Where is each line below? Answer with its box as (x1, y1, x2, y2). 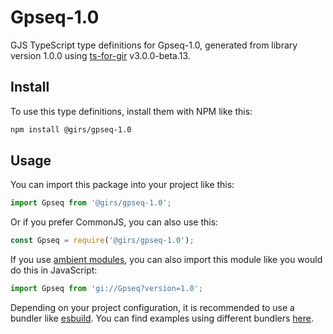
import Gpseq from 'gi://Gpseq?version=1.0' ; (10, 284, 203, 294)
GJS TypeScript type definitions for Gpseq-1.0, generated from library (10, 39, 298, 51)
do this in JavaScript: (10, 264, 98, 276)
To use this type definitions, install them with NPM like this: (10, 105, 253, 117)
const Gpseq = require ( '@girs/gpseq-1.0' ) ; (10, 236, 195, 246)
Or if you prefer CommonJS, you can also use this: (10, 216, 219, 228)
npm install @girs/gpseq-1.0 (10, 124, 132, 135)
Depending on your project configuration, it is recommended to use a (10, 302, 295, 314)
